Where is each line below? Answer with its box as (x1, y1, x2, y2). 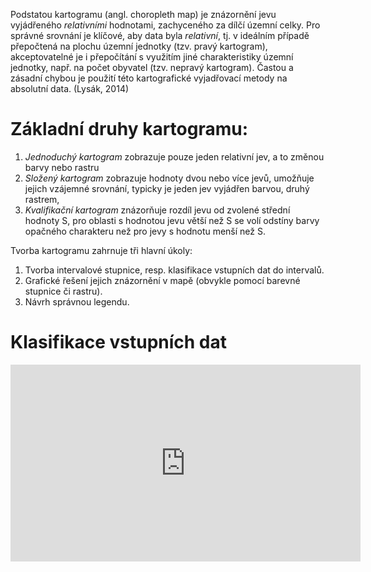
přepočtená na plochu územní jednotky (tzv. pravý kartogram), (10, 40, 268, 52)
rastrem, (24, 193, 60, 205)
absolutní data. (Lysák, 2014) (10, 83, 130, 94)
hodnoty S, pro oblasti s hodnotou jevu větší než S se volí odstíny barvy (24, 214, 320, 226)
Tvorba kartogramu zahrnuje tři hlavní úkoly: (10, 244, 193, 256)
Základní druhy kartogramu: (10, 118, 249, 141)
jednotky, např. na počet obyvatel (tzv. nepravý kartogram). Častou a (10, 62, 294, 73)
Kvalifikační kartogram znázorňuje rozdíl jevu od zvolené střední (24, 204, 291, 216)
